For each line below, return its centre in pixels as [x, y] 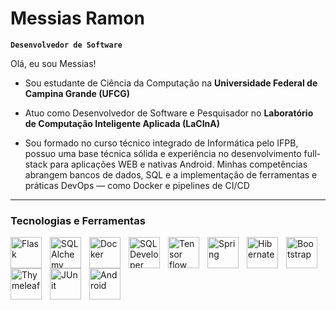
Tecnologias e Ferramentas [78, 220]
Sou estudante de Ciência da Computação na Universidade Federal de [171, 83]
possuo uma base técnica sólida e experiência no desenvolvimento [163, 153]
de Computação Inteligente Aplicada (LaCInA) [122, 123]
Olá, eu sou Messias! [53, 63]
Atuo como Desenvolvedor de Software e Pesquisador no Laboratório [169, 113]
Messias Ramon [77, 18]
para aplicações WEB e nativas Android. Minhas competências [178, 164]
